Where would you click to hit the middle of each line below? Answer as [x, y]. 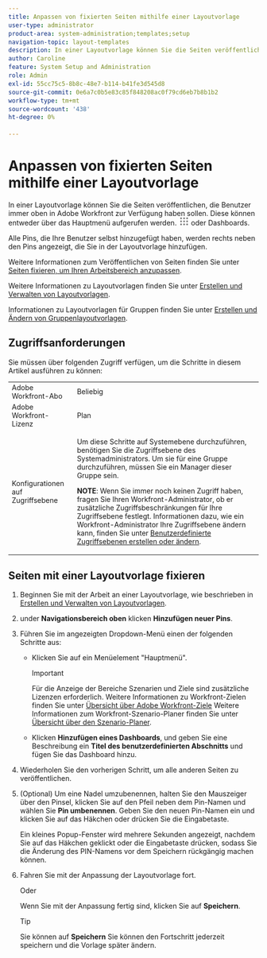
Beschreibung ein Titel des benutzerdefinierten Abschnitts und [137, 746]
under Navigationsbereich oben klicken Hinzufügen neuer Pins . [126, 619]
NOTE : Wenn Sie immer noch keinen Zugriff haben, [160, 491]
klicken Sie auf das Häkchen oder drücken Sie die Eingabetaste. [124, 819]
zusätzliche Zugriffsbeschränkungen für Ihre [149, 508]
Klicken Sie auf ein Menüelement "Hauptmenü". [109, 658]
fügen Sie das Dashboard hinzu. [84, 755]
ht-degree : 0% [32, 118]
